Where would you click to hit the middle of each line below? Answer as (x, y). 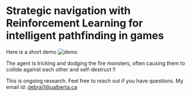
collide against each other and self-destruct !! (61, 69)
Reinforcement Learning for (74, 23)
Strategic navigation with (68, 11)
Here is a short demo (31, 52)
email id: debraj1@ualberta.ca (42, 87)
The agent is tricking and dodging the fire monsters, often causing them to (95, 63)
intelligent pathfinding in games (85, 36)
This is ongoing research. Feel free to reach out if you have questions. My (95, 81)
